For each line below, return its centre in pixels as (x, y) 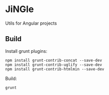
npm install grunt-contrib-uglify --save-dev (53, 65)
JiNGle (20, 9)
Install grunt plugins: (26, 51)
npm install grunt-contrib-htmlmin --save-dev (55, 69)
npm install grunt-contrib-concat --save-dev (53, 60)
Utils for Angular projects (31, 23)
